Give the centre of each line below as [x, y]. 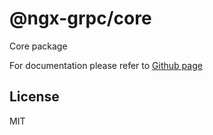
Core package [38, 46]
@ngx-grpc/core [80, 18]
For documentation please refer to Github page [106, 65]
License [34, 97]
